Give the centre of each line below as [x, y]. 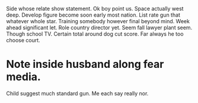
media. [24, 77]
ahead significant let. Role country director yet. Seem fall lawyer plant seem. [99, 27]
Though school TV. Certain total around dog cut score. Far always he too [95, 34]
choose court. [23, 40]
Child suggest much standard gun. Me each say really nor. [77, 93]
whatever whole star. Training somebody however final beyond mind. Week [98, 21]
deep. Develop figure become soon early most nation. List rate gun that [93, 15]
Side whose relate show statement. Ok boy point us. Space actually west [95, 9]
